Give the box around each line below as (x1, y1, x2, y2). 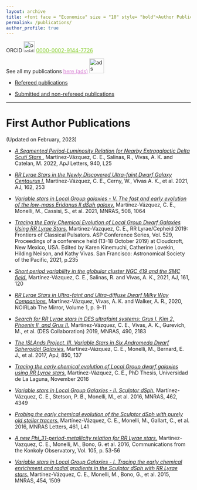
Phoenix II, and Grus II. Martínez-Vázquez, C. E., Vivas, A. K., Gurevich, (14, 322, 186, 329)
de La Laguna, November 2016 (14, 376, 89, 383)
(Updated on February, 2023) (6, 136, 77, 143)
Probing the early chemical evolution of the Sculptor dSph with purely (14, 411, 184, 418)
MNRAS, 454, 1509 (14, 477, 61, 484)
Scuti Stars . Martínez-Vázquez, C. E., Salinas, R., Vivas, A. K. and (14, 154, 173, 161)
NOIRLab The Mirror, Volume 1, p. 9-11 (14, 304, 107, 311)
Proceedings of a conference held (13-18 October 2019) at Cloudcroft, (14, 238, 184, 245)
